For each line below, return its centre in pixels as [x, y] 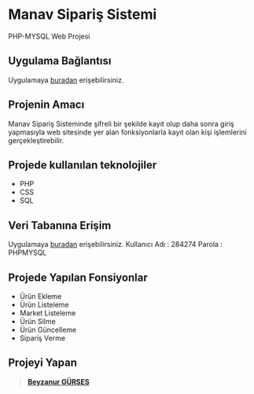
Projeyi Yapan [42, 363]
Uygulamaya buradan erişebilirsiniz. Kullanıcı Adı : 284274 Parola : [115, 245]
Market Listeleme [48, 313]
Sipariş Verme [42, 338]
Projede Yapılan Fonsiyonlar [78, 277]
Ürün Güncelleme [48, 330]
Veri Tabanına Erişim [60, 225]
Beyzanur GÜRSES [58, 381]
